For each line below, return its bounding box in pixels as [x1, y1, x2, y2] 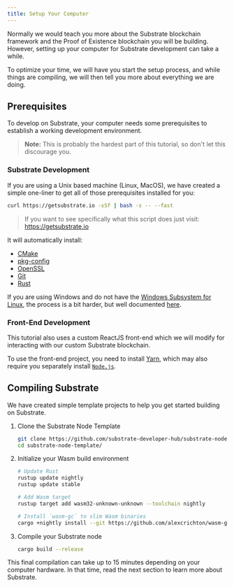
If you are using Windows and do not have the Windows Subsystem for [7, 292, 212, 301]
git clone [17, 435, 47, 442]
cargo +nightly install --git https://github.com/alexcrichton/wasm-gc [17, 519, 231, 526]
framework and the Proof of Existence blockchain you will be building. [7, 36, 209, 46]
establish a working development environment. [7, 127, 142, 135]
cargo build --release [17, 546, 84, 553]
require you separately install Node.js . [7, 361, 117, 370]
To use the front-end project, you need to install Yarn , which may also [7, 354, 208, 363]
